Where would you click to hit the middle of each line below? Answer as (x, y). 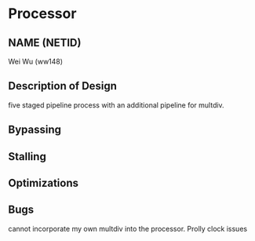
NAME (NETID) (45, 43)
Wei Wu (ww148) (36, 61)
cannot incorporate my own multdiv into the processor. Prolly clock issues (128, 228)
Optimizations (43, 183)
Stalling (27, 157)
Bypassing (35, 130)
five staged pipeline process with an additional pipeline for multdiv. (117, 105)
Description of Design (63, 86)
